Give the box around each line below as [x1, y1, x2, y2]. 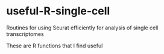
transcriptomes [6, 30, 44, 37]
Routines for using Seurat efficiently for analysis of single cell [6, 24, 159, 31]
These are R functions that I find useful [6, 42, 103, 49]
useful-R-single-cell [6, 4, 110, 18]
